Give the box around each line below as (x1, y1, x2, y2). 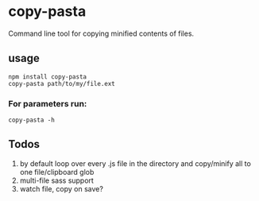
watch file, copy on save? (19, 184, 103, 193)
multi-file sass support (19, 176, 94, 185)
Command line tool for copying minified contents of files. (8, 29, 195, 38)
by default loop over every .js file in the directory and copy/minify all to (19, 158, 252, 168)
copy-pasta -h (8, 116, 56, 125)
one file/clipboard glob (19, 167, 95, 176)
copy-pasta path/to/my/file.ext (8, 79, 115, 87)
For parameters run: (8, 98, 87, 109)
